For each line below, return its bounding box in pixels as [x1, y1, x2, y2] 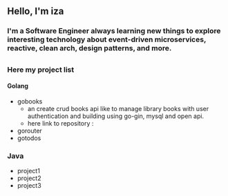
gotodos [17, 134, 41, 142]
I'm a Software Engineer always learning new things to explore [7, 26, 221, 36]
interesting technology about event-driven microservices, [7, 35, 207, 44]
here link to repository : [27, 119, 94, 127]
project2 [17, 174, 41, 182]
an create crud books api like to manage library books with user [27, 104, 209, 112]
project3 [17, 182, 41, 190]
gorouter [17, 126, 43, 135]
